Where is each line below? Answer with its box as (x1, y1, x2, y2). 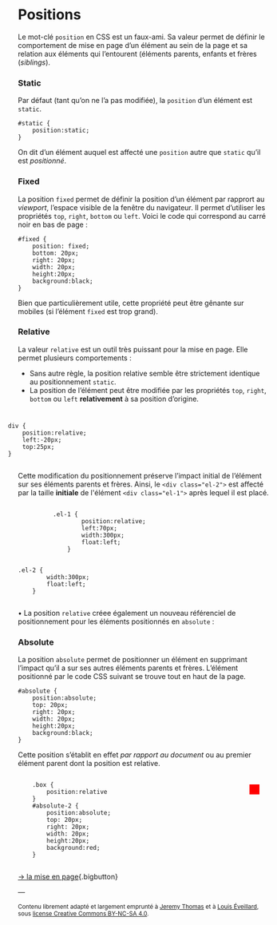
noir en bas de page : (18, 220, 88, 229)
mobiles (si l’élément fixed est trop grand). (18, 306, 159, 316)
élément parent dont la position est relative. (18, 759, 161, 768)
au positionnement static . (29, 377, 117, 387)
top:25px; (22, 443, 55, 451)
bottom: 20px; (32, 249, 79, 257)
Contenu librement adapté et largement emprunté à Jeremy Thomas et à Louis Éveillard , (18, 903, 259, 911)
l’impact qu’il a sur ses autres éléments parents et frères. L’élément (18, 663, 239, 673)
